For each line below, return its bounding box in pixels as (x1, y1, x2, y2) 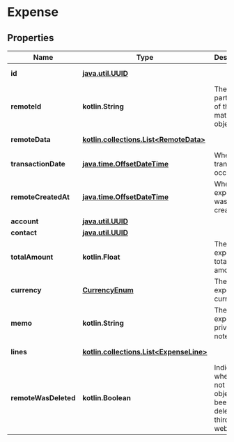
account (10, 216, 39, 226)
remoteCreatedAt (10, 192, 70, 202)
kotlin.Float (82, 252, 120, 262)
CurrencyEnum (82, 285, 134, 294)
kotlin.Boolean (82, 393, 131, 402)
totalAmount (10, 252, 54, 262)
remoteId (10, 102, 42, 111)
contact (10, 228, 37, 237)
